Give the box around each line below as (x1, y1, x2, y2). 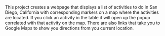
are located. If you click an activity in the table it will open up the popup (5, 15, 151, 20)
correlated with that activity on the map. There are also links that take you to (5, 20, 161, 26)
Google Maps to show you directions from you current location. (5, 25, 134, 31)
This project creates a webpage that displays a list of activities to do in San (5, 4, 158, 10)
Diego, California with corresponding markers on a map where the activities (5, 9, 159, 15)
